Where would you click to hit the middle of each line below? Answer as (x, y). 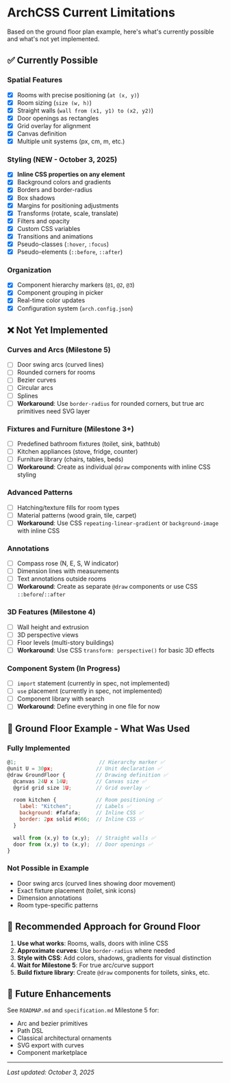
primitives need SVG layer (53, 411)
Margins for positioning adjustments (68, 205)
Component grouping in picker (60, 293)
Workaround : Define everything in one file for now (88, 707)
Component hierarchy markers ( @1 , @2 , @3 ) (76, 285)
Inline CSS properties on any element (71, 174)
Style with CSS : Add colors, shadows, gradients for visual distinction (114, 958)
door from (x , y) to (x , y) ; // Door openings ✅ (83, 844)
